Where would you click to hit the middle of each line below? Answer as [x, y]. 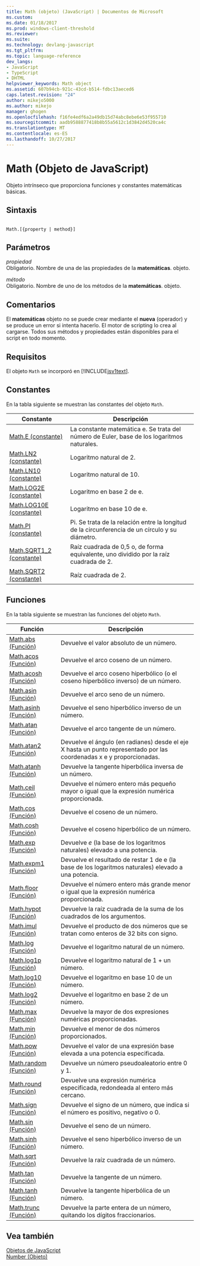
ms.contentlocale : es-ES [37, 134]
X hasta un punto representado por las [114, 749]
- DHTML [16, 78]
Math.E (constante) [36, 436]
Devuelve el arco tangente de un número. [118, 728]
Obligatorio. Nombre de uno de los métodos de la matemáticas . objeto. [94, 286]
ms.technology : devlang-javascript [50, 45]
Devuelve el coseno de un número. [109, 812]
